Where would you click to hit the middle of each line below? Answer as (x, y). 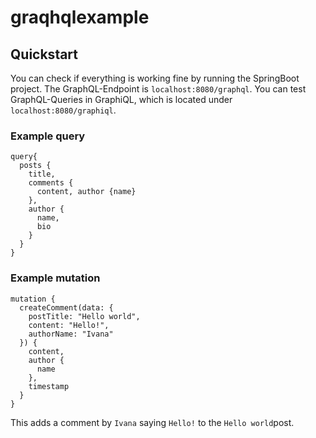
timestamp (49, 386)
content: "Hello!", (69, 325)
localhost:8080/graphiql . (63, 110)
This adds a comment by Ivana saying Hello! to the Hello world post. (152, 422)
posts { (35, 166)
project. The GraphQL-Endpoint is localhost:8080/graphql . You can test (158, 89)
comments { (51, 183)
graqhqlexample (80, 17)
